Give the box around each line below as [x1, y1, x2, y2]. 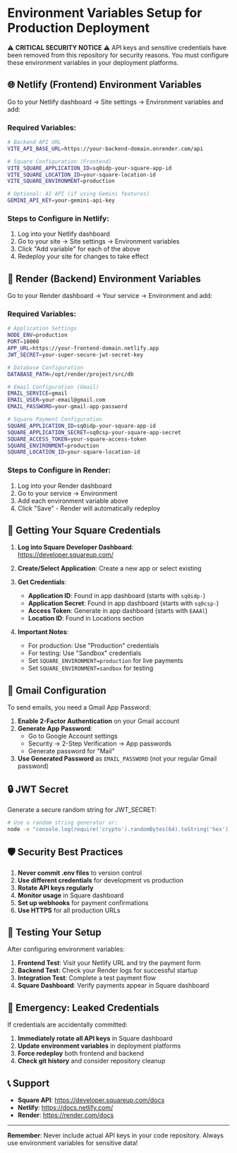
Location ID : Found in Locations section [28, 614, 145, 623]
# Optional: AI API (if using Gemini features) [7, 191, 150, 198]
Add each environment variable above [17, 496, 129, 505]
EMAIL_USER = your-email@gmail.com [7, 397, 106, 404]
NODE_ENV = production [7, 332, 68, 339]
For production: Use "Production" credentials [28, 641, 159, 650]
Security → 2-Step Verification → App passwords [28, 739, 171, 748]
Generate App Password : [17, 724, 93, 733]
